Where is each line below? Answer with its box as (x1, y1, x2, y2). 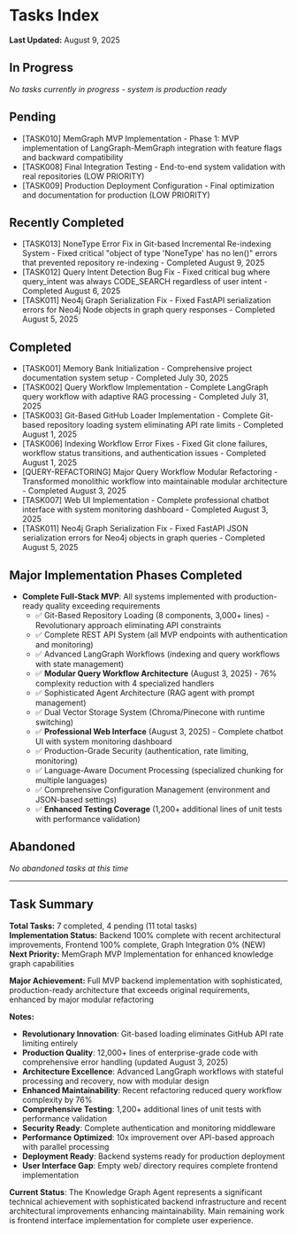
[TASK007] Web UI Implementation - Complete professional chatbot (21, 495, 270, 506)
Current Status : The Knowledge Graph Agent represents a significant (9, 1186, 263, 1197)
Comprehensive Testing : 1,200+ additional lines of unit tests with (21, 1104, 262, 1114)
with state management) (34, 659, 125, 669)
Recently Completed (9, 214, 125, 230)
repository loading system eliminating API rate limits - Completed (47, 420, 284, 431)
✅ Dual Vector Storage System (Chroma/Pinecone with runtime (34, 707, 265, 718)
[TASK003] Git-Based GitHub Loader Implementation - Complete (21, 410, 258, 421)
